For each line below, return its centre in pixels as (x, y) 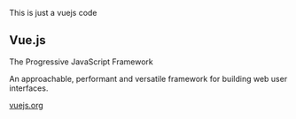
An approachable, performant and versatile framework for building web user (148, 78)
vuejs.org (27, 105)
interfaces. (29, 88)
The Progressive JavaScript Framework (81, 62)
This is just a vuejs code (53, 13)
